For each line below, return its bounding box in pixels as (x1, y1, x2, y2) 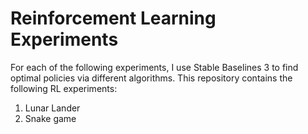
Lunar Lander (24, 102, 81, 114)
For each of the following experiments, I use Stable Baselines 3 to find (10, 61, 299, 73)
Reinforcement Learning (10, 7, 217, 30)
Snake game (24, 112, 77, 124)
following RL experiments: (10, 82, 118, 94)
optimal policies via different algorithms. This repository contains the (10, 72, 293, 84)
